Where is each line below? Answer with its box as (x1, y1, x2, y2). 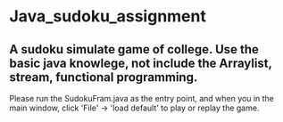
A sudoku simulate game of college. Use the (9, 42, 259, 57)
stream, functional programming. (9, 69, 198, 85)
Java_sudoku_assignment (9, 6, 207, 27)
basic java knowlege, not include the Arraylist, (9, 55, 272, 70)
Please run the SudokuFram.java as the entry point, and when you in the (9, 94, 275, 103)
